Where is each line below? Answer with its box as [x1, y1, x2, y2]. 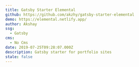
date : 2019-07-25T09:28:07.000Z [5, 45, 73, 50]
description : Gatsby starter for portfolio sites [5, 49, 112, 54]
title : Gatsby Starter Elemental [5, 7, 76, 13]
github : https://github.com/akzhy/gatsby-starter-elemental [5, 12, 135, 17]
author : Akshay [5, 21, 37, 27]
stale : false [5, 54, 33, 59]
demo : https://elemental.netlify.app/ [5, 17, 87, 22]
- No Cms [10, 40, 28, 45]
